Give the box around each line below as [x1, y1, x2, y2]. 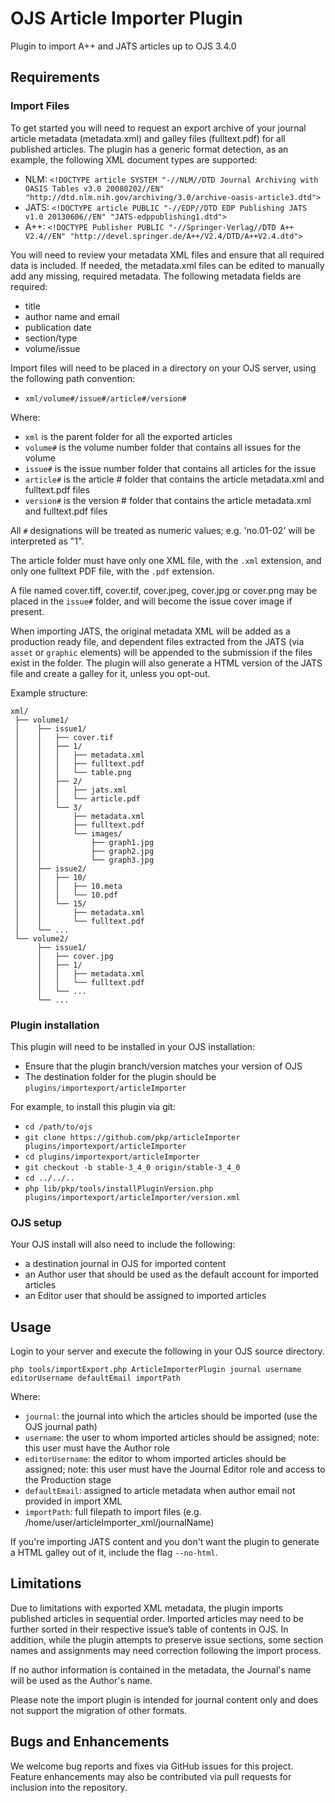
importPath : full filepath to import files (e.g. [24, 1506, 202, 1518]
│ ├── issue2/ [14, 863, 87, 874]
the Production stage [24, 1474, 112, 1486]
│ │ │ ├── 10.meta [14, 881, 123, 891]
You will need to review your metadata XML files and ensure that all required [10, 248, 325, 261]
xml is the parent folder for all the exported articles [24, 430, 233, 442]
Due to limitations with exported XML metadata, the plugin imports [10, 1602, 284, 1614]
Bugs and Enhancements [10, 1733, 170, 1751]
